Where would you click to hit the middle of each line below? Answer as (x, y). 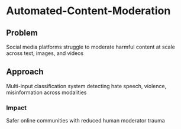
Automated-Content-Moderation (88, 11)
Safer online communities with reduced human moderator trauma (86, 121)
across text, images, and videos (45, 53)
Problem (22, 33)
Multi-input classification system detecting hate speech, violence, (86, 86)
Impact (17, 108)
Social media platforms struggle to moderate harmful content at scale (91, 47)
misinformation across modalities (46, 92)
